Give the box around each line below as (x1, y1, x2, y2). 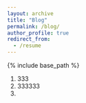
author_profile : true (7, 29, 69, 37)
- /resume (13, 42, 41, 49)
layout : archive (7, 10, 54, 17)
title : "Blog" (7, 17, 48, 24)
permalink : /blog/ (7, 23, 60, 30)
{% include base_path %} (7, 62, 80, 69)
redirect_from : (7, 36, 51, 43)
